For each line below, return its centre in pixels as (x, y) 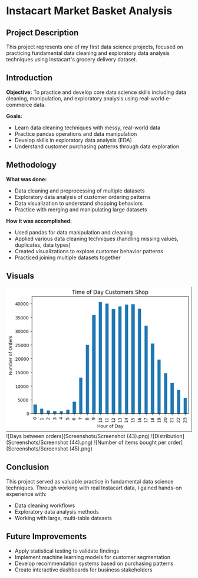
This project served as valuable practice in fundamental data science (90, 481)
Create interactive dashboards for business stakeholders (83, 569)
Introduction (29, 78)
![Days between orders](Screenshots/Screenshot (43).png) (78, 436)
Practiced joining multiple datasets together (67, 257)
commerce (19, 105)
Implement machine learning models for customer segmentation (93, 557)
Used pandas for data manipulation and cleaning (74, 232)
